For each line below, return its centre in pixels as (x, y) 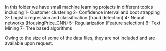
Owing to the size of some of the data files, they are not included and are (80, 38)
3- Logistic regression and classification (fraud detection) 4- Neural (75, 18)
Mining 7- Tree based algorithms (39, 28)
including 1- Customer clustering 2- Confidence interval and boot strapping (83, 12)
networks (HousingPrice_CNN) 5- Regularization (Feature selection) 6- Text (83, 23)
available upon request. (29, 43)
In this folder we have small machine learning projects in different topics (79, 7)
